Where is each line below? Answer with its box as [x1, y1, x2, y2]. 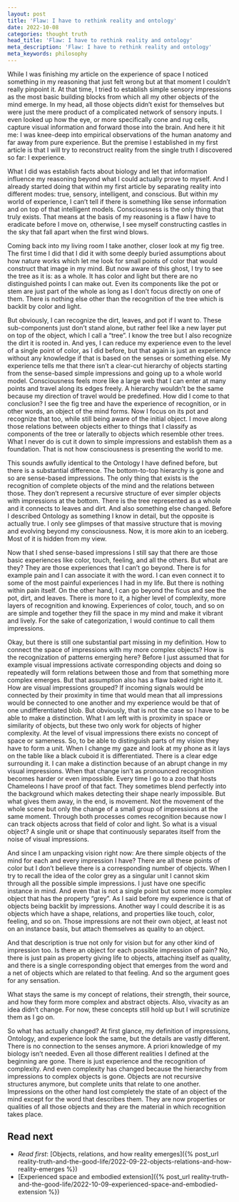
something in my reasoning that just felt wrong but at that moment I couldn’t [7, 77, 230, 86]
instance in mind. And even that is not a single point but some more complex [7, 886, 232, 895]
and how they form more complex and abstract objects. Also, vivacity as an [7, 997, 229, 1006]
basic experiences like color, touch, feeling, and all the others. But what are [7, 556, 228, 564]
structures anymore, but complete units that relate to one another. [7, 1079, 201, 1088]
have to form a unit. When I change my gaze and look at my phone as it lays [7, 743, 230, 753]
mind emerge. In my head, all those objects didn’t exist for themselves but [7, 100, 225, 108]
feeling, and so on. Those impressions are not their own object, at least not [7, 917, 228, 925]
